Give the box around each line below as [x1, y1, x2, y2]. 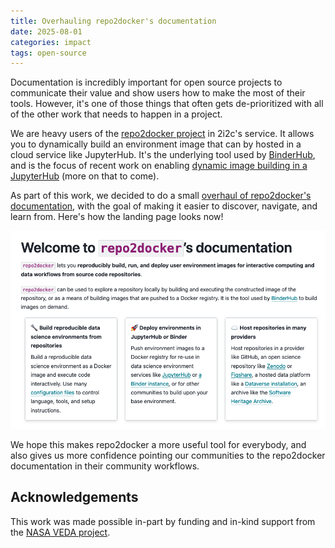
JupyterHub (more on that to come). [10, 170, 160, 182]
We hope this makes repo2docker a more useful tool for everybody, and [10, 438, 307, 450]
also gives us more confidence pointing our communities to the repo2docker [10, 449, 326, 461]
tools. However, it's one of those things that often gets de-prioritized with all [10, 98, 324, 110]
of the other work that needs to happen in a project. [10, 108, 223, 120]
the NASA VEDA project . [10, 526, 111, 538]
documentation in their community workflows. [10, 460, 200, 472]
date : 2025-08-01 [10, 26, 83, 37]
